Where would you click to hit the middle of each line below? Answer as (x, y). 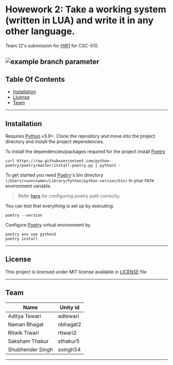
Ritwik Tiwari (24, 333)
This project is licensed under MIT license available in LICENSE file (76, 272)
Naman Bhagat (26, 324)
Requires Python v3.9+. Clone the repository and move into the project (80, 136)
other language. (40, 31)
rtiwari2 (67, 333)
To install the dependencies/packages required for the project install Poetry (85, 151)
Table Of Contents (35, 79)
